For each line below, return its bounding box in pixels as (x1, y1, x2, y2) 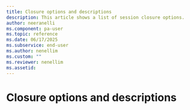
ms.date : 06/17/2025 (6, 37, 59, 43)
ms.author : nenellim (6, 48, 59, 54)
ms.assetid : (6, 64, 36, 71)
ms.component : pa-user (6, 25, 63, 32)
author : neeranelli (6, 20, 55, 26)
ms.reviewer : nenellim (6, 59, 63, 65)
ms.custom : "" (6, 53, 42, 60)
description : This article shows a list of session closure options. (6, 14, 185, 20)
